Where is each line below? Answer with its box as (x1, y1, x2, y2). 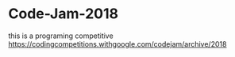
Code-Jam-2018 (8, 5, 119, 23)
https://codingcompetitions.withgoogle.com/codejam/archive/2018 (8, 39, 227, 48)
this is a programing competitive (8, 31, 114, 40)
